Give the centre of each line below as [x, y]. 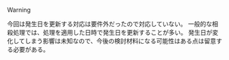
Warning [19, 10]
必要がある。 [31, 49]
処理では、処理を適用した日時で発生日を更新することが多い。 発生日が [112, 32]
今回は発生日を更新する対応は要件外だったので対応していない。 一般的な [110, 24]
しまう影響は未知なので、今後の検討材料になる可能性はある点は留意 [121, 41]
